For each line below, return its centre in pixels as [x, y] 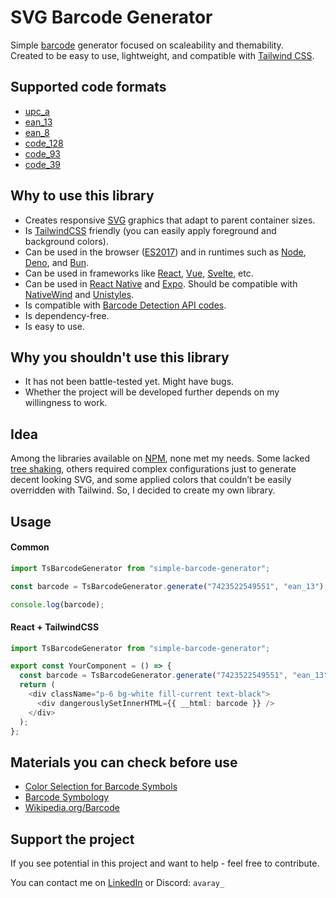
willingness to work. [66, 403]
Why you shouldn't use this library [120, 357]
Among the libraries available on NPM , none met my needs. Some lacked [160, 458]
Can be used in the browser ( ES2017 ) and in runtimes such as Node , [165, 252]
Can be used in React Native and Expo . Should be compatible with [161, 283]
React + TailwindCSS [55, 627]
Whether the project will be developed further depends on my [152, 392]
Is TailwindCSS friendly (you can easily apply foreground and [150, 230]
